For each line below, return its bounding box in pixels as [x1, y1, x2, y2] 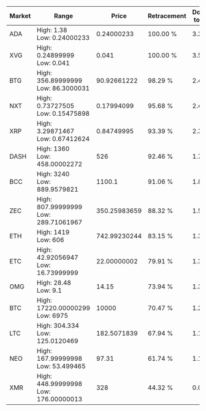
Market [9, 12, 31, 20]
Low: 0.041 [36, 59, 71, 67]
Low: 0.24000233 [36, 34, 90, 42]
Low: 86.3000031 [36, 84, 90, 92]
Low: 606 [36, 236, 64, 244]
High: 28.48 [36, 279, 72, 287]
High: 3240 [36, 170, 70, 178]
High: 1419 [36, 228, 70, 236]
